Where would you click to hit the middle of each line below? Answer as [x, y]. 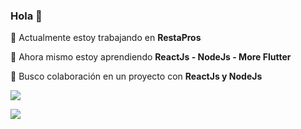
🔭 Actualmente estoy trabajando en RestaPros [106, 38]
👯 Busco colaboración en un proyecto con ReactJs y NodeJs [136, 76]
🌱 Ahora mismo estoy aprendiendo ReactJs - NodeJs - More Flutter [151, 57]
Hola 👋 [26, 16]
